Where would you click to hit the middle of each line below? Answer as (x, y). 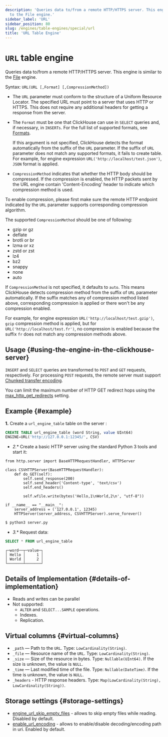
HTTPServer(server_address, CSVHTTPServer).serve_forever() (78, 514)
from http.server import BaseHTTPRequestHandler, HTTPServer (70, 461)
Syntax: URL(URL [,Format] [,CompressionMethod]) (57, 87)
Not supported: (28, 604)
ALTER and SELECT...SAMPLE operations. (60, 609)
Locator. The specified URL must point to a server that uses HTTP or (83, 102)
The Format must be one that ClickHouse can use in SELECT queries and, (86, 122)
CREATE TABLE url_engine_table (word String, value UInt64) (69, 432)
